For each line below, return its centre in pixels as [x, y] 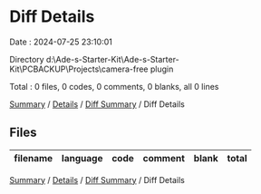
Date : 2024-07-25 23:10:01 [61, 42]
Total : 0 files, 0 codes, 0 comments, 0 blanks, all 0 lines [114, 86]
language [82, 158]
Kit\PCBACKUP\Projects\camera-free [79, 69]
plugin [162, 69]
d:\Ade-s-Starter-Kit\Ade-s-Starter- [112, 59]
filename [34, 158]
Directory [27, 59]
